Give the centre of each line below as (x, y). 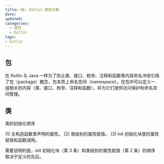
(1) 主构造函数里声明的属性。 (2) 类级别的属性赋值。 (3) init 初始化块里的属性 (82, 134)
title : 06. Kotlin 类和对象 (32, 10)
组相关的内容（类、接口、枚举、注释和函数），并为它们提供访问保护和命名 (79, 88)
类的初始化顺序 (20, 124)
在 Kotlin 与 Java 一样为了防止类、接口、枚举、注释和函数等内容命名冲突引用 (82, 75)
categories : (17, 23)
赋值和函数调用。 (22, 140)
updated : (14, 19)
